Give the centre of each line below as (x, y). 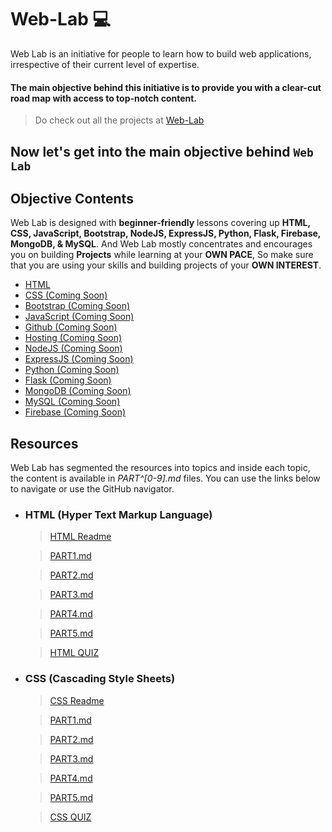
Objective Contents (72, 198)
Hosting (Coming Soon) (73, 338)
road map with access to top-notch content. (104, 98)
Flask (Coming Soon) (68, 380)
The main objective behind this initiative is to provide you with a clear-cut (166, 87)
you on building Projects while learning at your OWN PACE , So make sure (162, 255)
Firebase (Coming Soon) (75, 412)
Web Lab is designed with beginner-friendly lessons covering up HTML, (160, 223)
